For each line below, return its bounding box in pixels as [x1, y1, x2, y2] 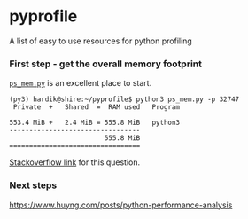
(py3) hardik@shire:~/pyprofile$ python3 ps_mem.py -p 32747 [9, 95, 240, 104]
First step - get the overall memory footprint [9, 58, 202, 70]
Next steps [9, 179, 58, 192]
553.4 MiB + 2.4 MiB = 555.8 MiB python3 [9, 118, 180, 128]
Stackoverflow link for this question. [9, 157, 141, 168]
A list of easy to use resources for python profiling [9, 35, 192, 46]
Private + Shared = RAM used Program [12, 103, 180, 112]
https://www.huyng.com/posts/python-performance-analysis [9, 199, 233, 210]
